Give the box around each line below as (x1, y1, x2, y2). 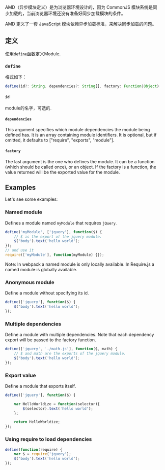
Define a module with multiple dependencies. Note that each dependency (5, 332, 154, 338)
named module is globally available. (5, 266, 78, 272)
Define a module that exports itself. (5, 383, 76, 389)
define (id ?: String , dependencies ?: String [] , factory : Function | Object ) (5, 84, 160, 89)
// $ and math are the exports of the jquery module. (14, 351, 126, 356)
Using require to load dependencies (5, 436, 92, 443)
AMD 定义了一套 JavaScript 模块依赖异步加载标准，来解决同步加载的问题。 (5, 21, 157, 27)
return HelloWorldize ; (14, 420, 60, 425)
